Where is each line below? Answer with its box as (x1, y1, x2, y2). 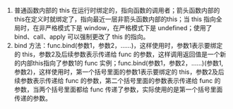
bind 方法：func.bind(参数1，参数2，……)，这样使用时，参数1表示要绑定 (13, 41, 223, 49)
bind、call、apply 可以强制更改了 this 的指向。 (13, 32, 150, 41)
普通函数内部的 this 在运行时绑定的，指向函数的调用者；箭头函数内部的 (13, 6, 220, 14)
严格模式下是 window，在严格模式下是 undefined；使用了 (44, 24, 213, 32)
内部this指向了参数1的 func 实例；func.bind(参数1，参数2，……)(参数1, (20, 59, 224, 67)
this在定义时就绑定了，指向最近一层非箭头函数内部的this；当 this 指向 (13, 15, 217, 23)
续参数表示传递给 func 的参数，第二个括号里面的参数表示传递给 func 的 (13, 77, 221, 84)
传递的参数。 (13, 94, 52, 102)
